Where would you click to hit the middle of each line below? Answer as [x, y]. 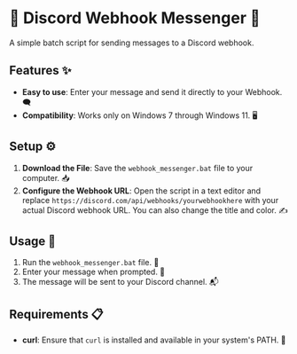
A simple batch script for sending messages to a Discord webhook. [132, 43]
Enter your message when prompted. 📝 [94, 272]
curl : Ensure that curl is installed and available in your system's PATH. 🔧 [154, 340]
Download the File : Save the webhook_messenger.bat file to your [137, 168]
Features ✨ [40, 71]
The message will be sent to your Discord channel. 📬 [120, 282]
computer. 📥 [46, 177]
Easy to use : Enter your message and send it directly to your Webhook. [152, 91]
